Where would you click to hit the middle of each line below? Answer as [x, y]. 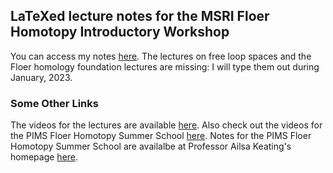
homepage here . [44, 157]
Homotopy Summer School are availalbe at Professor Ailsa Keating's [151, 146]
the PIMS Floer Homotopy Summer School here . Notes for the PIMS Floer [161, 136]
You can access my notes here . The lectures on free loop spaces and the [161, 56]
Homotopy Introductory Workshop [120, 32]
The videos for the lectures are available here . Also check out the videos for [166, 125]
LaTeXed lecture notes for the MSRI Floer [140, 16]
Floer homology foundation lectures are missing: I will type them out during [165, 66]
